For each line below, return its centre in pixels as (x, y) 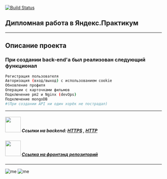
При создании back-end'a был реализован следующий (75, 60)
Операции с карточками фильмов (38, 90)
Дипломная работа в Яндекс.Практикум (72, 23)
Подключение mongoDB (27, 99)
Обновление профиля (25, 86)
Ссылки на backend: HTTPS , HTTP (60, 131)
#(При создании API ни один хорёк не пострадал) (56, 104)
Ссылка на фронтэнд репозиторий (60, 154)
